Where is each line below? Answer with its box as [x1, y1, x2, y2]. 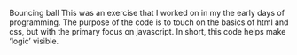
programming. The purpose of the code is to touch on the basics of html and [9, 17, 289, 27]
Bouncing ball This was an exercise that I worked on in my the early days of [9, 8, 285, 18]
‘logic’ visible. [9, 35, 59, 46]
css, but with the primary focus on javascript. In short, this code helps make [9, 27, 286, 36]
